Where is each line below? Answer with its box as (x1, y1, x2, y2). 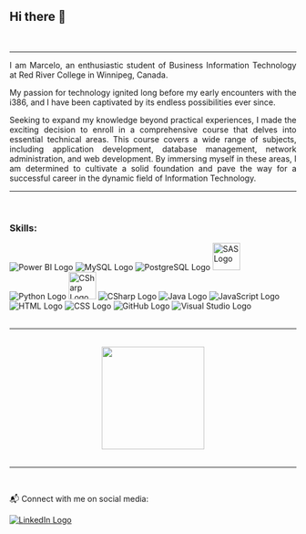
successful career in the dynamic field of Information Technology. (9, 173, 257, 183)
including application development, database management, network (9, 143, 297, 154)
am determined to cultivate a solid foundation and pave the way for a (9, 162, 297, 173)
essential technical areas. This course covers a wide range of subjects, (9, 133, 297, 144)
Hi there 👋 (9, 9, 66, 25)
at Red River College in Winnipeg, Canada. (9, 69, 168, 80)
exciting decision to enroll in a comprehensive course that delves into (9, 124, 297, 135)
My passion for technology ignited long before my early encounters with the (9, 87, 297, 98)
